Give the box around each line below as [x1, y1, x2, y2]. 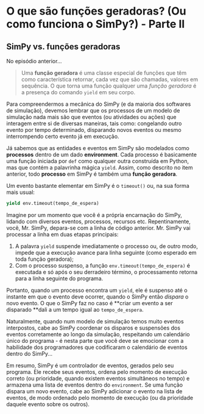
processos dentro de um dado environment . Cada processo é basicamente [6, 151, 197, 158]
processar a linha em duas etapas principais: [6, 230, 119, 238]
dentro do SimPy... [6, 350, 53, 357]
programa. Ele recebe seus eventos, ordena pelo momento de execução [6, 368, 188, 375]
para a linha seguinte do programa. [15, 275, 104, 282]
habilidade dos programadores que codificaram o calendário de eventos [6, 343, 188, 351]
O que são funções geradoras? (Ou [6, 4, 187, 18]
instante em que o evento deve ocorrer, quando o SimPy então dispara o [6, 293, 189, 300]
